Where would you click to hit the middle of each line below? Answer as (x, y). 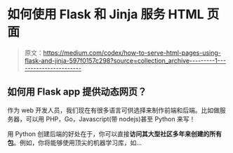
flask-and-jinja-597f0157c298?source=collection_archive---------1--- (125, 60)
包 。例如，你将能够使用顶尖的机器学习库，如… (75, 142)
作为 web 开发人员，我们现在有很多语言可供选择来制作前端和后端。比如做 (113, 110)
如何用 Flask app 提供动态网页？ (77, 92)
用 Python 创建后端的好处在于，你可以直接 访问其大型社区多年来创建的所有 (115, 133)
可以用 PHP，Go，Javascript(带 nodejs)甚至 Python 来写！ (111, 119)
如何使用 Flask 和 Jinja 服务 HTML (106, 14)
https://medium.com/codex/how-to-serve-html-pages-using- (132, 53)
